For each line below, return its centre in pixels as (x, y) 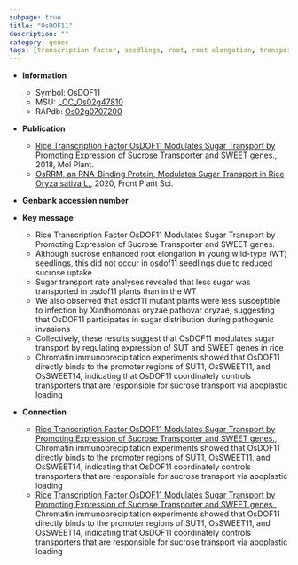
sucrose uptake (64, 273)
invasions (53, 329)
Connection (44, 412)
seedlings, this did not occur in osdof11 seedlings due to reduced (154, 263)
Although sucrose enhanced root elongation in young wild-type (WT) (161, 254)
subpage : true (35, 17)
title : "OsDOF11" (41, 26)
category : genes (39, 42)
